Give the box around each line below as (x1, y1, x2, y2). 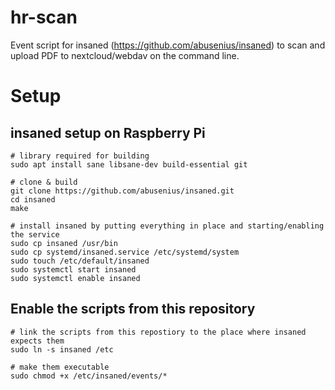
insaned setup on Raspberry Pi (10, 124, 206, 141)
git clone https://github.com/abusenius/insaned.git (10, 186, 235, 196)
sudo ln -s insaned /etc (10, 344, 114, 355)
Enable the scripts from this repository (10, 301, 256, 318)
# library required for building (10, 151, 150, 161)
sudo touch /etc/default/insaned (10, 256, 150, 266)
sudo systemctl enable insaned (10, 273, 141, 283)
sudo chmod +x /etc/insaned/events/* (10, 371, 168, 381)
